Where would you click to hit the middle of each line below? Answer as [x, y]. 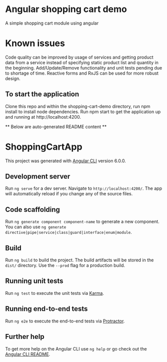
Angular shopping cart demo [66, 9]
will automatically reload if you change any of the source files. [69, 194]
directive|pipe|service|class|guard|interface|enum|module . [68, 232]
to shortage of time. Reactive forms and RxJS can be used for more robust [82, 73]
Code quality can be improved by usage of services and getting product [79, 57]
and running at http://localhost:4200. [43, 117]
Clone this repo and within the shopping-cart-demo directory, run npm [78, 106]
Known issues [35, 43]
